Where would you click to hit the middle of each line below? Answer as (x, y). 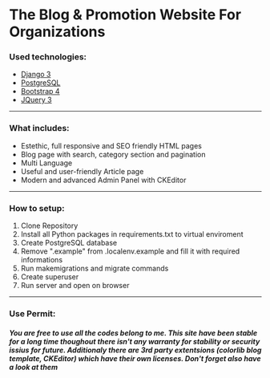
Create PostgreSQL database (69, 243)
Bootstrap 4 (40, 91)
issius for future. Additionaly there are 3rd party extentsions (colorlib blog (135, 350)
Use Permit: (32, 313)
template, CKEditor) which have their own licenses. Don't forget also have (135, 358)
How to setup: (37, 208)
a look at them (34, 367)
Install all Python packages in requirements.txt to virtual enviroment (132, 234)
